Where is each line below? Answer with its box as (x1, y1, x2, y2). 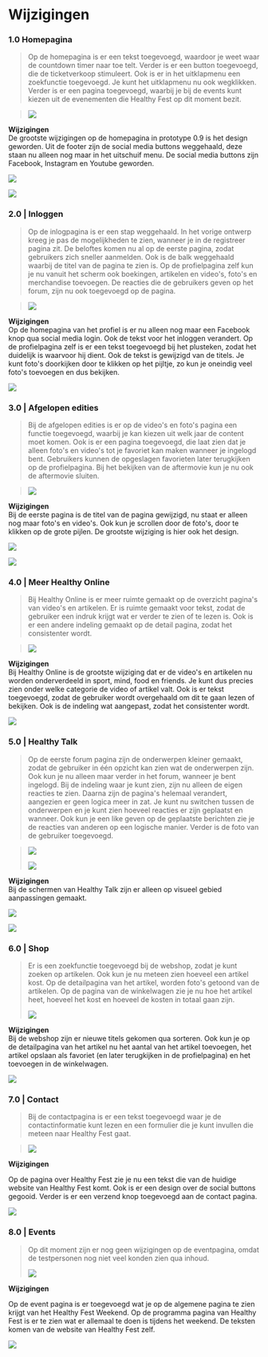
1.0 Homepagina (8, 34, 73, 45)
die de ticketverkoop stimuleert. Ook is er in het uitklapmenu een (27, 69, 241, 79)
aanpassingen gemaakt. (8, 893, 87, 903)
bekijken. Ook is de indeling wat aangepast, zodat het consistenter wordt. (8, 702, 250, 711)
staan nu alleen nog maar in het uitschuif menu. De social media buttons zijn (8, 150, 259, 160)
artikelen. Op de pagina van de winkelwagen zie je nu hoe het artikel (27, 986, 253, 996)
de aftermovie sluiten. (27, 471, 100, 481)
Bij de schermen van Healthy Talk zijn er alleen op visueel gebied (8, 884, 223, 894)
